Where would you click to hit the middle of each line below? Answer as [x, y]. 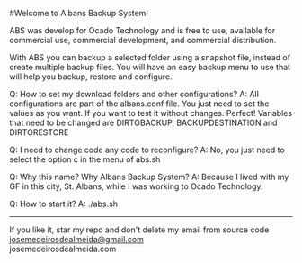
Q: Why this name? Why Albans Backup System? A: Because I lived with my [149, 177]
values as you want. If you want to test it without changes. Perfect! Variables [151, 113]
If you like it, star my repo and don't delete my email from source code [139, 230]
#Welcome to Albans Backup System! [79, 13]
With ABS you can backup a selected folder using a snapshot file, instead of [150, 57]
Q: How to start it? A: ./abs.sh [64, 204]
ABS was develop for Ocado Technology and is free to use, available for [142, 30]
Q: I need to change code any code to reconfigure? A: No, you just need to [147, 150]
